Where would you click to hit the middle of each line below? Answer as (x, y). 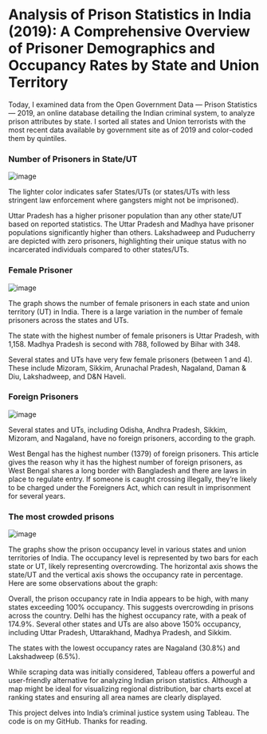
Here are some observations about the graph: (83, 583)
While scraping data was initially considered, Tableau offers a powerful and (132, 672)
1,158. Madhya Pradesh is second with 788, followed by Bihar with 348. (124, 343)
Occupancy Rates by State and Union (134, 66)
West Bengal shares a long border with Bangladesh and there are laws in (128, 470)
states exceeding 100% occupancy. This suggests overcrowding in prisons (131, 607)
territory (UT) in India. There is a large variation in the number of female (126, 312)
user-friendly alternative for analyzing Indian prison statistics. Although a (128, 681)
